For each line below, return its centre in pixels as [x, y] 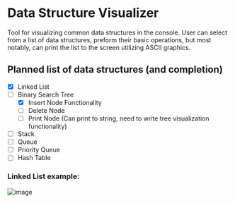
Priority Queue [39, 150]
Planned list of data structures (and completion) [115, 69]
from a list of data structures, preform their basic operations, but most [109, 39]
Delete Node [46, 110]
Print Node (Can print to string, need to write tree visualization [119, 118]
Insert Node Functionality [65, 102]
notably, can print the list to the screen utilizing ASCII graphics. [99, 47]
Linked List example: [44, 176]
